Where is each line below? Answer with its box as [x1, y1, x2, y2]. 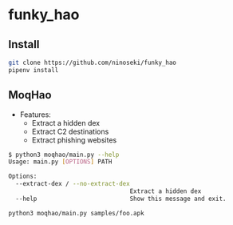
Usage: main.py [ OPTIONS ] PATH [8, 158, 113, 166]
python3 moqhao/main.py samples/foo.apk [8, 209, 145, 217]
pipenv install [8, 66, 59, 74]
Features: [19, 110, 52, 119]
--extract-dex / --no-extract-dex [15, 180, 130, 188]
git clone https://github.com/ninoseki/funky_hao [8, 58, 177, 66]
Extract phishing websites [31, 135, 117, 145]
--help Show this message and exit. [15, 195, 227, 203]
